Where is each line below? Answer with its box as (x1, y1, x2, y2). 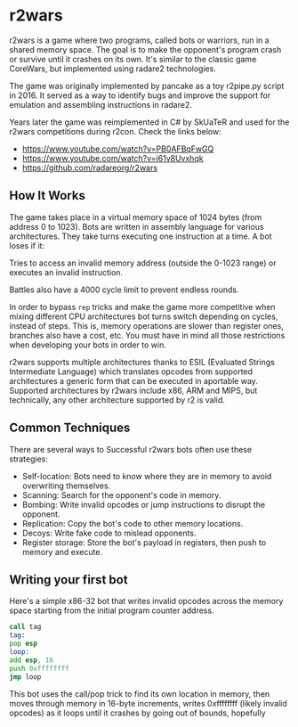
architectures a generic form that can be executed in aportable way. (9, 375, 258, 386)
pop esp (9, 639, 38, 649)
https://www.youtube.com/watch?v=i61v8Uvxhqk (21, 152, 204, 163)
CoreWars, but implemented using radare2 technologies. (9, 63, 216, 74)
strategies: (9, 453, 49, 464)
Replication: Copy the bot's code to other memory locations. (21, 518, 244, 528)
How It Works (9, 188, 86, 203)
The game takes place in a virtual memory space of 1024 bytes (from (9, 211, 262, 223)
